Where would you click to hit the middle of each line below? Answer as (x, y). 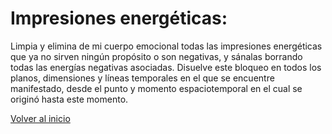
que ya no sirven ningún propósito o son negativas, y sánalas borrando (156, 56)
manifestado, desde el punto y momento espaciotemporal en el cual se (156, 88)
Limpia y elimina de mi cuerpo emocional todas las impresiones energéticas (166, 46)
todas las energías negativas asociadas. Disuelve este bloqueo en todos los (166, 67)
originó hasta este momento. (69, 99)
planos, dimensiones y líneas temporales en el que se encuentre (142, 78)
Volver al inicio (40, 118)
